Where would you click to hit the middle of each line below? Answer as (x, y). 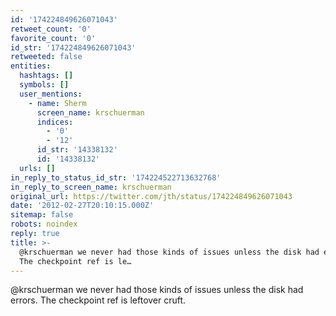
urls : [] (37, 168)
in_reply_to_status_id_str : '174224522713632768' (116, 177)
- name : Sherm (57, 103)
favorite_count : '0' (53, 38)
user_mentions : (51, 94)
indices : (55, 122)
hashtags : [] (46, 76)
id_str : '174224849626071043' (73, 47)
